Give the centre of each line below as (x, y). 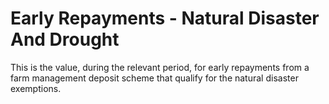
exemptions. (36, 88)
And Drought (65, 39)
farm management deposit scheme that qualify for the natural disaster (154, 78)
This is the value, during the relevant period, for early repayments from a (160, 67)
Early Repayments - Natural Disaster (165, 18)
